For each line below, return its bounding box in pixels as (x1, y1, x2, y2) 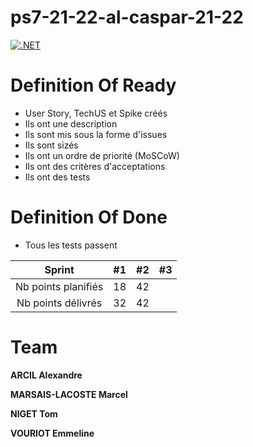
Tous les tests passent (24, 239, 118, 251)
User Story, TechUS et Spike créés (24, 107, 168, 119)
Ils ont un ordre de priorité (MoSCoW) (24, 149, 180, 161)
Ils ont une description (24, 117, 118, 130)
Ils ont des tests (24, 171, 91, 183)
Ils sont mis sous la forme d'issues (24, 128, 168, 140)
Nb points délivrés (16, 296, 103, 310)
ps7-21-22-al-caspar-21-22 (10, 6, 244, 29)
